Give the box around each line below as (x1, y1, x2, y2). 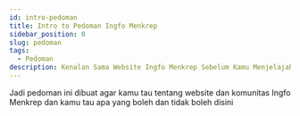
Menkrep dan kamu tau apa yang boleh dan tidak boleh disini (9, 96, 234, 107)
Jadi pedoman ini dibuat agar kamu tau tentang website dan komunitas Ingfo (9, 87, 291, 98)
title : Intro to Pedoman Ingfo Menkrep (9, 21, 158, 30)
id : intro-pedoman (9, 12, 78, 22)
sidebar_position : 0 (9, 29, 87, 38)
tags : (9, 46, 29, 55)
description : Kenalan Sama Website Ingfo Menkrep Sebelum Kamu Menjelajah (9, 63, 294, 72)
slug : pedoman (9, 37, 62, 47)
